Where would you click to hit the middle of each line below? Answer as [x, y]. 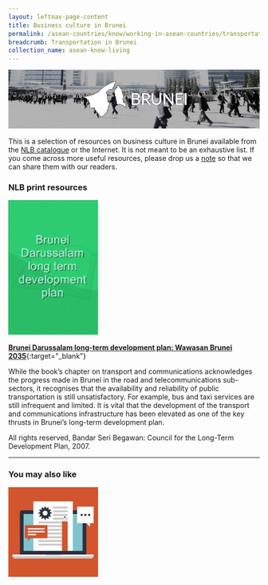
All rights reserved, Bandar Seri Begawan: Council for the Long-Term [121, 438]
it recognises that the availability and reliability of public [128, 388]
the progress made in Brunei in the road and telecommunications [115, 379]
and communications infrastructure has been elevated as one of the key [126, 414]
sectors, [22, 388]
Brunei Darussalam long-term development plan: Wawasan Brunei [120, 347]
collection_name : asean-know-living [69, 51]
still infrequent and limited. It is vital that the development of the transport [129, 405]
